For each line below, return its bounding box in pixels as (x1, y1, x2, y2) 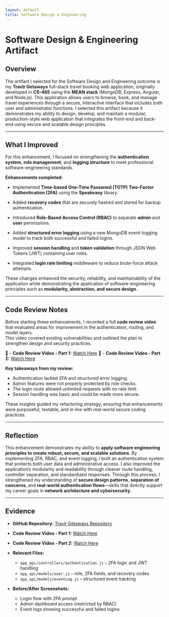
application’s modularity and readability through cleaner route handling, (5, 466, 153, 472)
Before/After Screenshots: (12, 585, 69, 592)
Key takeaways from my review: (5, 365, 74, 372)
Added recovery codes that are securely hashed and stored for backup (12, 199, 161, 205)
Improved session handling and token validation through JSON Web (12, 245, 156, 251)
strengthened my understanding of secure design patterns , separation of (5, 476, 159, 483)
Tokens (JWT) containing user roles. (12, 250, 88, 256)
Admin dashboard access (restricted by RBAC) (20, 600, 117, 607)
